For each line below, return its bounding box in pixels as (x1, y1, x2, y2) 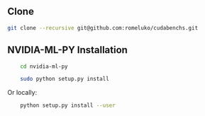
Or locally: (7, 88, 38, 97)
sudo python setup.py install (20, 76, 110, 83)
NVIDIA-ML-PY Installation (7, 44, 128, 56)
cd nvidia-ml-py (20, 63, 69, 70)
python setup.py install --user (20, 102, 116, 109)
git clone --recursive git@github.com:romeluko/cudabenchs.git (7, 24, 199, 31)
